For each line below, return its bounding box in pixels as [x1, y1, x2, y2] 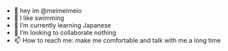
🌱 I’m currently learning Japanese [13, 21, 112, 29]
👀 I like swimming [13, 14, 64, 22]
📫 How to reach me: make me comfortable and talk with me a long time [13, 37, 222, 44]
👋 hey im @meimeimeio [13, 7, 82, 14]
